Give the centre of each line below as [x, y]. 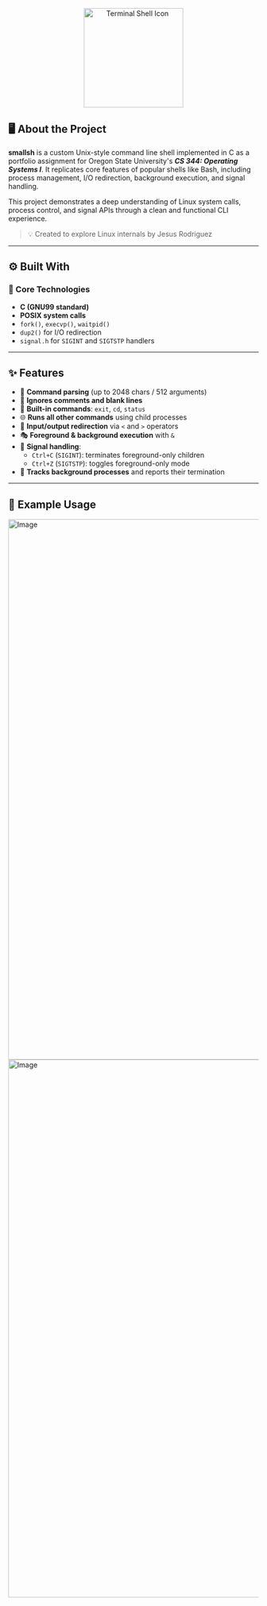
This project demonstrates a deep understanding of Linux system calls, [125, 201]
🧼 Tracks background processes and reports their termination [122, 472]
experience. [28, 219]
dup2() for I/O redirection [60, 332]
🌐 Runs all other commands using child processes [103, 417]
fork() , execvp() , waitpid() [65, 323]
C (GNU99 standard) [54, 307]
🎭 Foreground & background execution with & [97, 435]
